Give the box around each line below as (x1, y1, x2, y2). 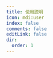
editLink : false (6, 31, 47, 37)
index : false (6, 20, 39, 26)
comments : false (6, 25, 47, 32)
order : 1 (11, 43, 34, 49)
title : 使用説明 (6, 8, 43, 15)
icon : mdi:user (6, 14, 45, 21)
